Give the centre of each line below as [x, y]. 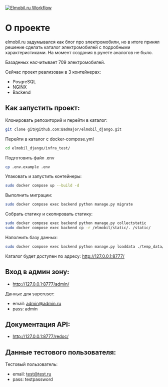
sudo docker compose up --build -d [42, 185]
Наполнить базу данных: [31, 237]
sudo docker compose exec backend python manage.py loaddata [70, 246]
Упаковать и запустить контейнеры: [43, 176]
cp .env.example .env [28, 167]
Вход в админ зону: [37, 272]
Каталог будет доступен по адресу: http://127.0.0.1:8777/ [65, 256]
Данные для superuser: [30, 294]
